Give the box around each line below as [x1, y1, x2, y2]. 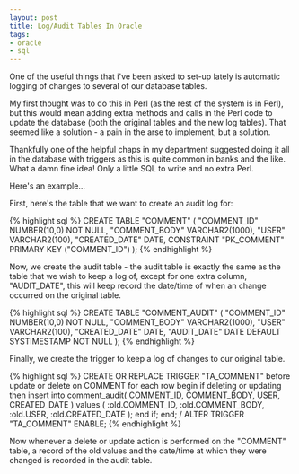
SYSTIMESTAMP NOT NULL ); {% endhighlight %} [9, 336, 196, 347]
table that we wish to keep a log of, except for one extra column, [9, 271, 248, 282]
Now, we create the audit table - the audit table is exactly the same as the [9, 261, 281, 272]
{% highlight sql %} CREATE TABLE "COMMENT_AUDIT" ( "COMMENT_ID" [9, 307, 286, 319]
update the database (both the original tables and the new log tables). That [9, 118, 286, 128]
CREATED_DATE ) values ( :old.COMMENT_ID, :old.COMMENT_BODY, [9, 399, 265, 410]
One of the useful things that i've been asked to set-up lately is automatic [9, 71, 281, 82]
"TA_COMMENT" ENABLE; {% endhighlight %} [9, 418, 181, 429]
